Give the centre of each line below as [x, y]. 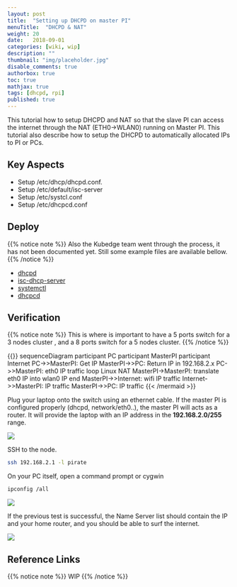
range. [17, 422]
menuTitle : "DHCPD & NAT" [47, 27]
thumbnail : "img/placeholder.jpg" [58, 60]
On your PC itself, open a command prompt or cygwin [86, 476]
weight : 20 [23, 34]
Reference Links [44, 559]
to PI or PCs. [25, 142]
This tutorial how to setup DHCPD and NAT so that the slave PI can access [116, 120]
